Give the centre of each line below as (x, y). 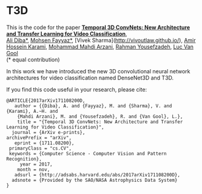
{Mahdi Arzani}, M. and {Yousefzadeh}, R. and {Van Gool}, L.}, (100, 116)
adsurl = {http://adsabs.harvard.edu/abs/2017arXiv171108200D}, (97, 175)
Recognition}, (24, 159)
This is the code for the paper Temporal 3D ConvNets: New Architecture (98, 27)
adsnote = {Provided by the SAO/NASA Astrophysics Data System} (95, 180)
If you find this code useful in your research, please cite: (77, 89)
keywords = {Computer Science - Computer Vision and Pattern (88, 153)
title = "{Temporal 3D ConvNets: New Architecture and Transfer (100, 122)
